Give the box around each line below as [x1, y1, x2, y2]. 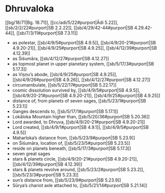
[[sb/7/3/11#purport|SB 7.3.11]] [16, 30, 78, 36]
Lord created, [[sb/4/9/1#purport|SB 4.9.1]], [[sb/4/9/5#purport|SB [12, 124, 149, 130]
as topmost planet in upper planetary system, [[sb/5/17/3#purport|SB [12, 61, 154, 67]
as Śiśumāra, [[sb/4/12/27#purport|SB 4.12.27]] [12, 55, 109, 61]
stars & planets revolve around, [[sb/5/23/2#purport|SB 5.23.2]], [12, 166, 145, 172]
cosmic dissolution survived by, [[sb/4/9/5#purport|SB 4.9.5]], [12, 87, 141, 93]
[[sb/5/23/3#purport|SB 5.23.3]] [12, 172, 79, 178]
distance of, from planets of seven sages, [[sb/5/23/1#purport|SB [12, 97, 147, 103]
